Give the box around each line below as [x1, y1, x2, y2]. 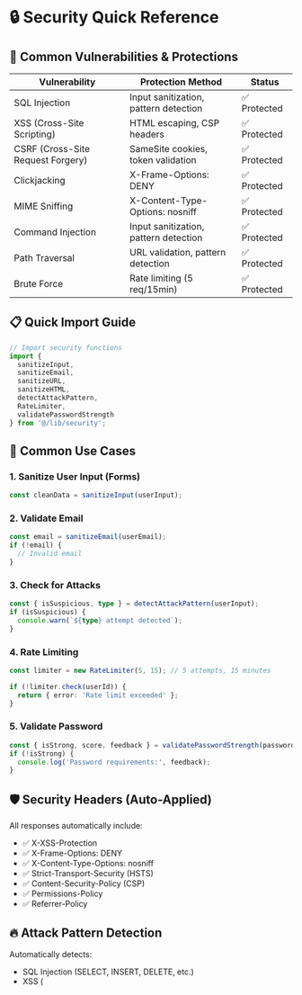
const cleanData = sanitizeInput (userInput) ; [9, 491, 182, 500]
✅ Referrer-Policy [22, 899, 88, 910]
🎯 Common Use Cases [9, 443, 137, 459]
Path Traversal [13, 252, 75, 264]
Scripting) [13, 128, 56, 140]
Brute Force [13, 278, 64, 290]
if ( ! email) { [9, 541, 63, 550]
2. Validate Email [9, 512, 84, 524]
